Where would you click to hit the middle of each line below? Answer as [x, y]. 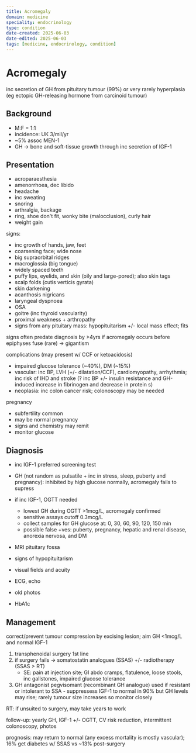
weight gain [29, 222]
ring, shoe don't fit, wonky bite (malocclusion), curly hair [82, 216]
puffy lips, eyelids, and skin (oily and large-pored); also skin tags [92, 276]
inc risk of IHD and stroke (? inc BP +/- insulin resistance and [88, 378]
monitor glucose [34, 432]
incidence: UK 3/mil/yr [42, 134]
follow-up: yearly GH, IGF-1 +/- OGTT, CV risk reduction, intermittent [89, 720]
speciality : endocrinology [39, 22]
